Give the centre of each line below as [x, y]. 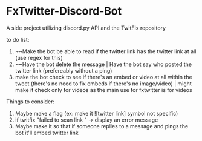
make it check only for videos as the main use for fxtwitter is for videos [103, 90]
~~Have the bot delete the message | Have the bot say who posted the [103, 64]
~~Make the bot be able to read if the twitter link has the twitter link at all [106, 51]
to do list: [18, 39]
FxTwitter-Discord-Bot [64, 11]
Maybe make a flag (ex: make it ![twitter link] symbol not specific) [96, 113]
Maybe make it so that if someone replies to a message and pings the [102, 126]
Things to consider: [31, 102]
